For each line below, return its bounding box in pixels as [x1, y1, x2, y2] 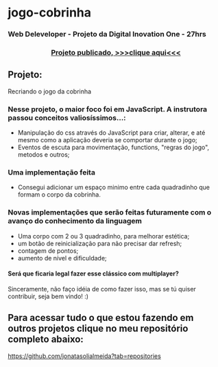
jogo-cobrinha [8, 5, 92, 21]
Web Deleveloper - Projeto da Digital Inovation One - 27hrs [8, 30, 206, 39]
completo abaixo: [8, 333, 84, 345]
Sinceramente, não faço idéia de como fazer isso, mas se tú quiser [8, 285, 196, 293]
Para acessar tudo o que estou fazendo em [8, 312, 194, 324]
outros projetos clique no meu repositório [8, 323, 189, 335]
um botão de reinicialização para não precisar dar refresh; [17, 239, 182, 247]
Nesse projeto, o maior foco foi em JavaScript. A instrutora [8, 104, 208, 114]
